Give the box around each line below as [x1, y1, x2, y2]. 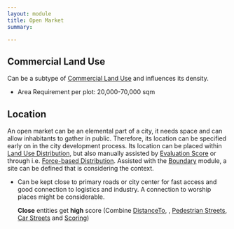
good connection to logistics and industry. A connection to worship [17, 185, 212, 193]
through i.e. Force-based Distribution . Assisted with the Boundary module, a [7, 157, 227, 165]
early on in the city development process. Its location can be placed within [7, 142, 222, 150]
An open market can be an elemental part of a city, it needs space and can [7, 127, 223, 135]
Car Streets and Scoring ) [17, 214, 90, 222]
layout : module [7, 10, 52, 18]
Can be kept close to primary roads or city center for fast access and [17, 178, 217, 186]
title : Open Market [7, 17, 64, 24]
